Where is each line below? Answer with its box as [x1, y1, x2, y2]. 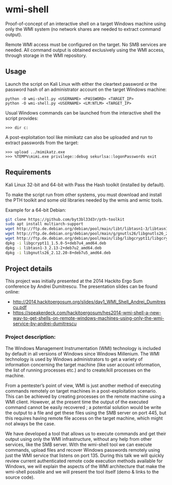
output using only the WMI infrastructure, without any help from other [5, 436, 152, 442]
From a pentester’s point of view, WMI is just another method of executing [5, 382, 161, 389]
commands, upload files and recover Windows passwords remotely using [5, 447, 160, 453]
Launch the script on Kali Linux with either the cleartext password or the [5, 81, 158, 87]
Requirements [5, 168, 51, 177]
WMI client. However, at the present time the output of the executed [5, 399, 148, 405]
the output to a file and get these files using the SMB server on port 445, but [5, 410, 166, 416]
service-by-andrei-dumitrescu [12, 321, 77, 327]
